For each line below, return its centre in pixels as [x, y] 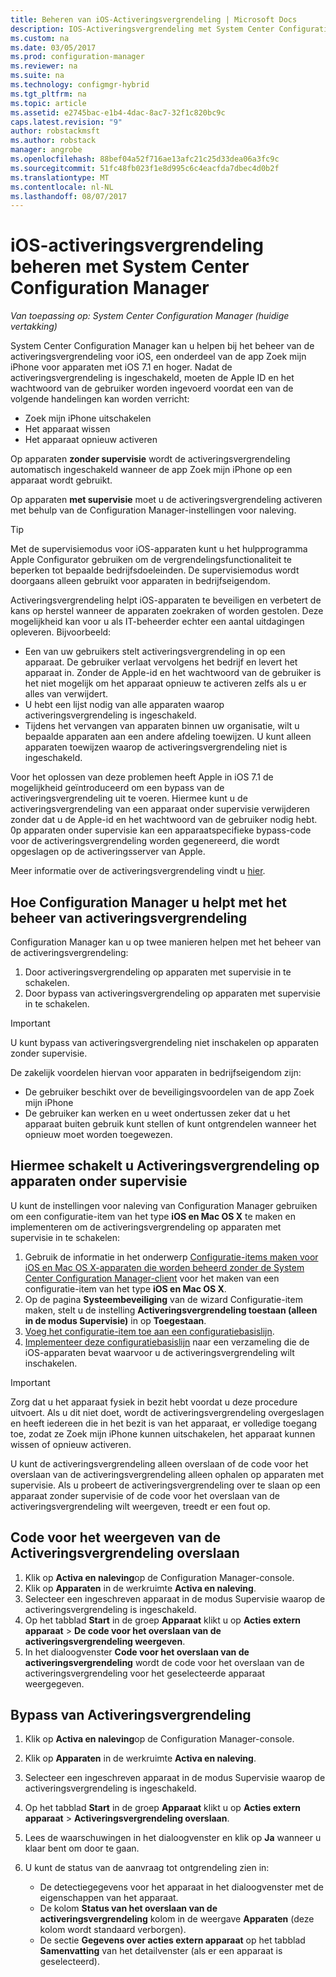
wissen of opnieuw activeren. [71, 1444]
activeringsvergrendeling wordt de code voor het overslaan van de [164, 1662]
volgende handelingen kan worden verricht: [100, 399]
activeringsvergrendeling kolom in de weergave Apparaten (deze [177, 1919]
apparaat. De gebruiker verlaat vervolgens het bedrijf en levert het [161, 662]
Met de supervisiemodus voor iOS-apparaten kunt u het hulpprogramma [159, 549]
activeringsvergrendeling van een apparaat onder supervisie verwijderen [160, 809]
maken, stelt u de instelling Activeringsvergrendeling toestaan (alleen [171, 1310]
